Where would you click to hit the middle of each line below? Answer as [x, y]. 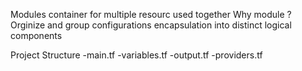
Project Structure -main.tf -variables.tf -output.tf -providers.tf [136, 55]
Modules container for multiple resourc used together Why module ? [151, 14]
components [36, 35]
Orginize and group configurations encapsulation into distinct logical [151, 25]
